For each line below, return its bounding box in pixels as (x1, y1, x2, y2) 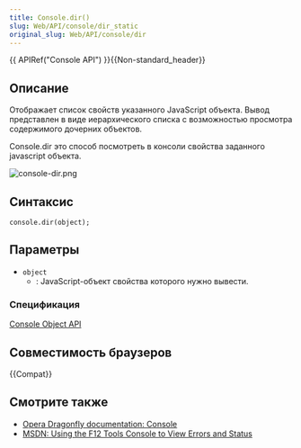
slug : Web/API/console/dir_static (9, 22, 139, 31)
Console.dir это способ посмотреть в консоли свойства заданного (9, 141, 265, 152)
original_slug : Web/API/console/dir (9, 30, 146, 39)
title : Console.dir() (9, 13, 91, 22)
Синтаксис (9, 194, 74, 210)
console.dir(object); (9, 218, 91, 227)
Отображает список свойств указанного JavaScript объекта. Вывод (9, 104, 270, 115)
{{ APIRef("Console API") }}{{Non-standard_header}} (9, 55, 207, 66)
